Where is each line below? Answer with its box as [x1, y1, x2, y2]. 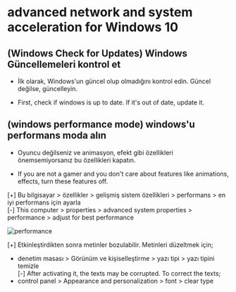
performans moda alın [7, 130, 107, 142]
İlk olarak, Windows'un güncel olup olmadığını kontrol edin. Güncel [17, 77, 211, 85]
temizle [17, 262, 39, 270]
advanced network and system [7, 4, 193, 20]
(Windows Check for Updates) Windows [7, 47, 188, 59]
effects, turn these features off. [17, 177, 108, 185]
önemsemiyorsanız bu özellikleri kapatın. [17, 156, 136, 164]
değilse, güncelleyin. [17, 85, 77, 92]
